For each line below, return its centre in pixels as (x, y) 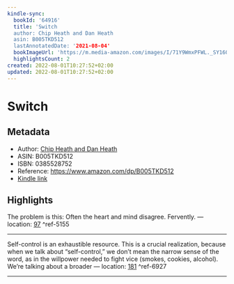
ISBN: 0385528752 (45, 164)
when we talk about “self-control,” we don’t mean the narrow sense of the (113, 252)
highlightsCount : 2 (42, 59)
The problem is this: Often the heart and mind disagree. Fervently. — (106, 217)
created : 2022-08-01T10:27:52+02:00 (60, 65)
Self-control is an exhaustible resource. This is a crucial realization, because (117, 244)
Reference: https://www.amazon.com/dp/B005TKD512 (95, 171)
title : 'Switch (36, 26)
